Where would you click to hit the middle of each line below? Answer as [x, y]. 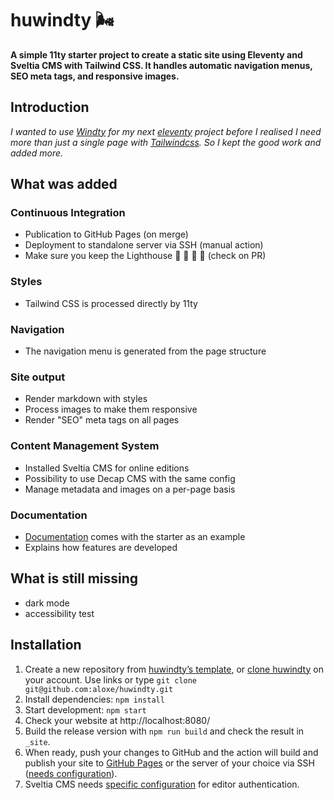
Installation [46, 645]
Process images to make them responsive [111, 409]
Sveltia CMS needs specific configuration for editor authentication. [162, 784]
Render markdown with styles [86, 399]
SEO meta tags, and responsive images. [95, 76]
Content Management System [85, 446]
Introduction [50, 107]
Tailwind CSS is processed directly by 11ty [111, 303]
